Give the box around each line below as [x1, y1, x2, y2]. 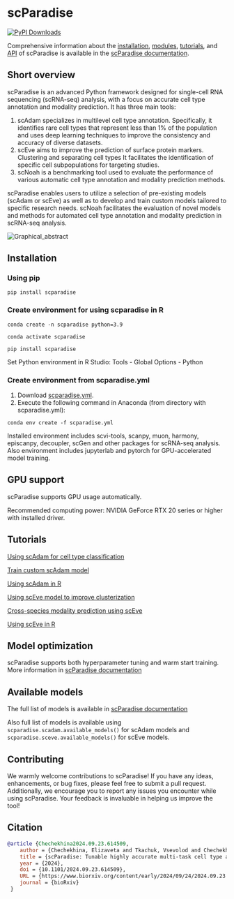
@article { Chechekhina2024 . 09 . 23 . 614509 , [7, 840, 130, 847]
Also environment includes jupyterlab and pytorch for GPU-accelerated [7, 447, 212, 455]
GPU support [7, 474, 65, 486]
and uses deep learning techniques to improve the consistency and [17, 131, 211, 139]
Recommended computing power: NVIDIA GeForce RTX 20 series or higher [7, 506, 223, 514]
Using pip [7, 274, 40, 283]
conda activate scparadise [7, 333, 86, 340]
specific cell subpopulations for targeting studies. [17, 161, 160, 169]
